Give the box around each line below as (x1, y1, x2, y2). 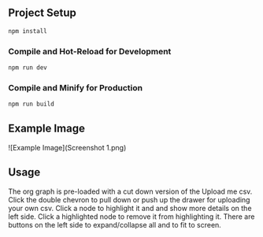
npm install (8, 27, 47, 35)
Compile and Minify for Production (8, 82, 143, 93)
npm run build (8, 100, 55, 109)
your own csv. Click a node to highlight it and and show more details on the (8, 203, 252, 213)
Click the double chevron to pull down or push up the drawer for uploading (8, 194, 250, 204)
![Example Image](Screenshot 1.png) (8, 143, 127, 152)
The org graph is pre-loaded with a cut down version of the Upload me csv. (8, 187, 253, 196)
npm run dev (8, 63, 47, 72)
